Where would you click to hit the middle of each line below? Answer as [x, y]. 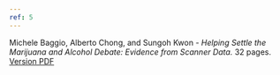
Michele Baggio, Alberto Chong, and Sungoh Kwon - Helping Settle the [138, 42]
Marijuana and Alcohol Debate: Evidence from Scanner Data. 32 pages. [140, 52]
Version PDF [32, 61]
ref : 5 [21, 17]
